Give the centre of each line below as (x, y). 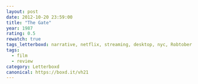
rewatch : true (24, 39)
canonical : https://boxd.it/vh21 (47, 72)
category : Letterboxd (33, 67)
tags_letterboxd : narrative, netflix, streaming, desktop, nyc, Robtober (99, 45)
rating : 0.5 (21, 34)
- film (20, 56)
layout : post (22, 12)
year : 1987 (20, 28)
